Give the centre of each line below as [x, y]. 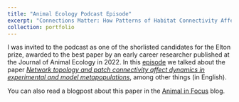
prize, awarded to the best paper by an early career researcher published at [118, 55]
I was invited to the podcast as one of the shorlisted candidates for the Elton [119, 47]
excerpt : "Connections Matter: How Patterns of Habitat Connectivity [113, 21]
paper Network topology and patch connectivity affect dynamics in [106, 70]
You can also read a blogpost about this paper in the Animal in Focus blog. [116, 91]
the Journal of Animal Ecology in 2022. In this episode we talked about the [116, 62]
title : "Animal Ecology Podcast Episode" [70, 14]
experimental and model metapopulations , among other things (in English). [117, 77]
